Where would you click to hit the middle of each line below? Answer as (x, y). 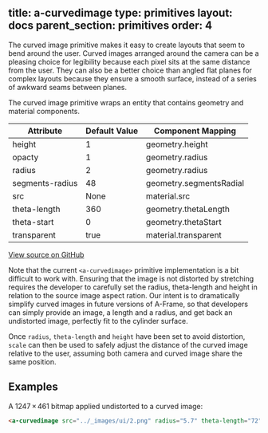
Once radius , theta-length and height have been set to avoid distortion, (127, 336)
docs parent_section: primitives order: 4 (110, 26)
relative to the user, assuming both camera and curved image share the (126, 353)
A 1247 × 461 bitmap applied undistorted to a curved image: (106, 406)
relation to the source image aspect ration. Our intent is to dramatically (124, 295)
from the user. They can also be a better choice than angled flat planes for (130, 70)
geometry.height (177, 144)
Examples (33, 387)
